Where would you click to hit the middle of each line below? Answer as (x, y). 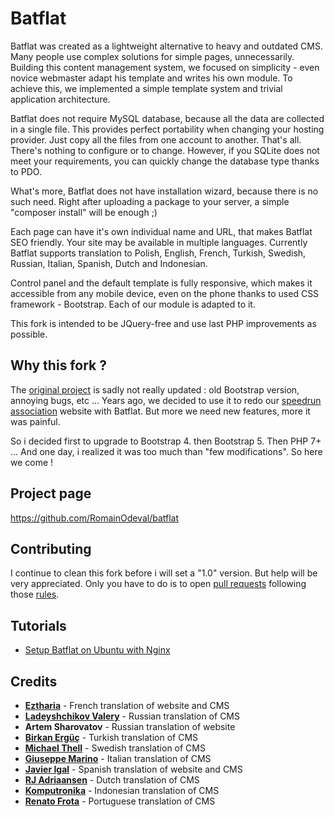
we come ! (32, 462)
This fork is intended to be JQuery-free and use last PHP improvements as (163, 323)
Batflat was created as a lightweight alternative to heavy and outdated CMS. (166, 46)
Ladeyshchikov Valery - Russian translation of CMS (132, 716)
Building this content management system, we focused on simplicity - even (165, 67)
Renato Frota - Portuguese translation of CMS (120, 801)
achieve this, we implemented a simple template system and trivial (146, 88)
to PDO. (26, 171)
